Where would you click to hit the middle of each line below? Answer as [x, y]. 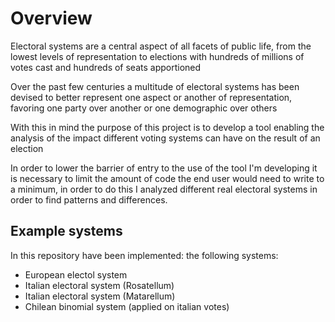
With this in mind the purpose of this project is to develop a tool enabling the [167, 127]
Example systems [66, 231]
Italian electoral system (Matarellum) [100, 296]
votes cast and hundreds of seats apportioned [106, 67]
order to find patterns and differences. [89, 199]
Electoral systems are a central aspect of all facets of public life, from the [161, 46]
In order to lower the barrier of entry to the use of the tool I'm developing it [164, 168]
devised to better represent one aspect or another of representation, [151, 97]
